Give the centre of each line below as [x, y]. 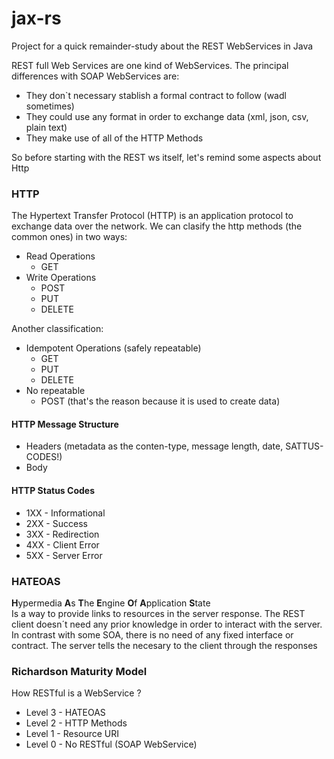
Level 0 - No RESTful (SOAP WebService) [111, 744]
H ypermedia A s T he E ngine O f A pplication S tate [111, 603]
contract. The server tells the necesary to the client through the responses [164, 645]
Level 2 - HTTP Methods [76, 723]
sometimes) [50, 106]
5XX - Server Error [64, 555]
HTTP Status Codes [53, 491]
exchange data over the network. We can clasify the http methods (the [157, 226]
